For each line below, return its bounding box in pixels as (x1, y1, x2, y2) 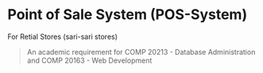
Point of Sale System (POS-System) (7, 6, 248, 24)
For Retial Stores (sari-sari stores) (7, 32, 118, 41)
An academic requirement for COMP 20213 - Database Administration (26, 47, 256, 56)
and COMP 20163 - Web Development (26, 56, 153, 65)
